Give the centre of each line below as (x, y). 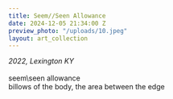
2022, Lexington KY (41, 61)
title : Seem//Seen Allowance (57, 16)
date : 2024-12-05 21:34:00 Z (57, 23)
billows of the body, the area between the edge (86, 87)
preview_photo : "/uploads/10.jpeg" (68, 31)
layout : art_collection (48, 38)
